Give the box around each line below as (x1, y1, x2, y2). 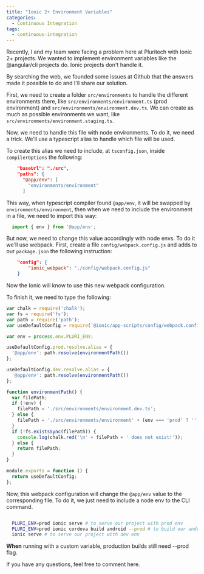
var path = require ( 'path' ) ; (6, 317, 80, 323)
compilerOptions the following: (6, 153, 83, 161)
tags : (6, 26, 20, 32)
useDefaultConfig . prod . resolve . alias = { (6, 345, 113, 351)
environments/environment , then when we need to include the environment (6, 205, 192, 213)
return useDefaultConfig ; (12, 473, 78, 480)
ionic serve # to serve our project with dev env (12, 531, 140, 537)
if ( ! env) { (12, 400, 42, 407)
